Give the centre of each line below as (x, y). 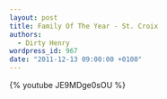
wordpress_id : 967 (44, 51)
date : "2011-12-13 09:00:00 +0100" (76, 59)
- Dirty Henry (44, 43)
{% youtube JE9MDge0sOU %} (68, 85)
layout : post (34, 18)
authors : (26, 34)
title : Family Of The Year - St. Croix (84, 26)
